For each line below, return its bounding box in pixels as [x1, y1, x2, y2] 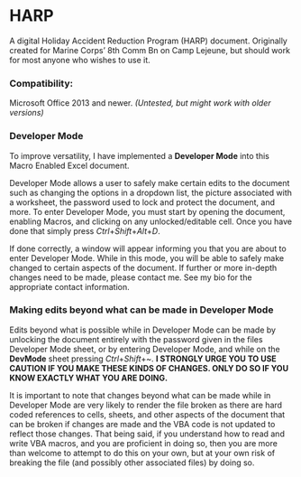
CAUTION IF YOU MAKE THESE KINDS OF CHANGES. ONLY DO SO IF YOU [9, 362, 289, 373]
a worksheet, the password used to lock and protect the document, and [9, 196, 276, 208]
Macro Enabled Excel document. [9, 160, 130, 171]
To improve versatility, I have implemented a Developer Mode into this [9, 150, 270, 161]
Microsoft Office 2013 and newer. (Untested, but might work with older [9, 98, 271, 108]
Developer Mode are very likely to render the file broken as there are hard [9, 399, 282, 410]
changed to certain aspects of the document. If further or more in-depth [9, 262, 278, 273]
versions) [9, 108, 44, 118]
